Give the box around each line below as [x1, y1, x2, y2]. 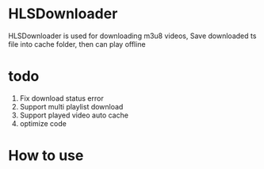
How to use [8, 147, 84, 165]
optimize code [19, 118, 67, 128]
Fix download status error [19, 93, 105, 103]
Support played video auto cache [19, 110, 129, 120]
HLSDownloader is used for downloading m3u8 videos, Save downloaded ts [8, 31, 257, 40]
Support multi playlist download [19, 102, 124, 111]
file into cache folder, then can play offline [8, 39, 146, 48]
